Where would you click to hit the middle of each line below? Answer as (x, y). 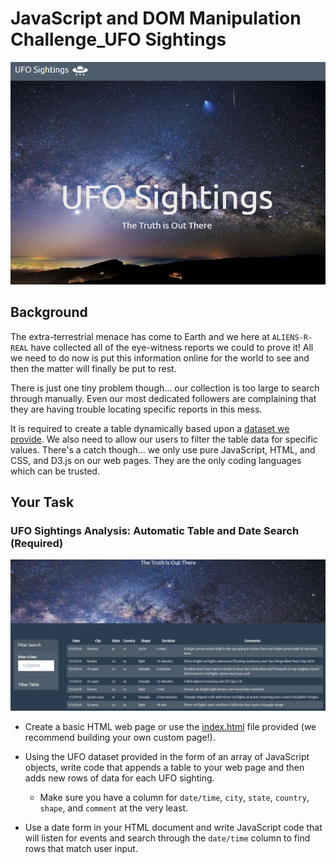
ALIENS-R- (292, 337)
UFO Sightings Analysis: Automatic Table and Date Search (155, 531)
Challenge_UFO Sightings (118, 39)
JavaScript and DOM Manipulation (156, 18)
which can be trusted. (55, 471)
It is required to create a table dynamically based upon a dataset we (150, 428)
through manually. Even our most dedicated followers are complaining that (163, 398)
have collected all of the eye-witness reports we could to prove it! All (172, 347)
